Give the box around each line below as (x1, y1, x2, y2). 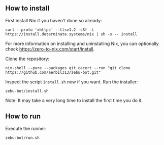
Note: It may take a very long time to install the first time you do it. (5, 97, 143, 103)
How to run (5, 112, 41, 121)
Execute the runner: (5, 125, 47, 131)
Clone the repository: (5, 56, 50, 62)
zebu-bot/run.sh (5, 135, 40, 140)
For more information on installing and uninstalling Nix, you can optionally (5, 40, 159, 46)
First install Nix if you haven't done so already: (5, 17, 103, 23)
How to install (5, 4, 50, 13)
